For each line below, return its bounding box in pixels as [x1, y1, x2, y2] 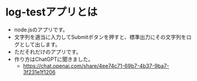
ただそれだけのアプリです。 [14, 48, 82, 55]
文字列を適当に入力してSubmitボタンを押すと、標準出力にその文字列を [14, 33, 187, 40]
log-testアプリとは [5, 5, 98, 19]
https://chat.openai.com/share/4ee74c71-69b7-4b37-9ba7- [22, 62, 170, 69]
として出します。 [19, 41, 60, 48]
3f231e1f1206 [22, 69, 56, 76]
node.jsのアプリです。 [14, 26, 69, 33]
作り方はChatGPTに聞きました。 [14, 56, 94, 63]
